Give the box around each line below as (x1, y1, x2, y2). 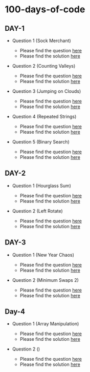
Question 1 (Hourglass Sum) (12, 182, 71, 189)
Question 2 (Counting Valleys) (12, 63, 76, 69)
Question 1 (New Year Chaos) (12, 252, 75, 258)
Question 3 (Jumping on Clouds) (12, 88, 81, 94)
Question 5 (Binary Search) (12, 139, 70, 144)
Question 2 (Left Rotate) (12, 208, 63, 214)
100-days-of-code (5, 4, 85, 15)
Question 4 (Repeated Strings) (12, 114, 77, 119)
